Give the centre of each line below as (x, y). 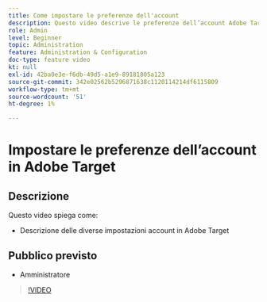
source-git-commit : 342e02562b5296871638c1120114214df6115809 (113, 82)
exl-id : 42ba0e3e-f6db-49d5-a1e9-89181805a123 (87, 75)
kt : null (23, 67)
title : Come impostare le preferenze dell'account (94, 15)
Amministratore (45, 274)
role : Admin (28, 30)
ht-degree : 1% (32, 104)
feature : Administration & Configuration (78, 52)
